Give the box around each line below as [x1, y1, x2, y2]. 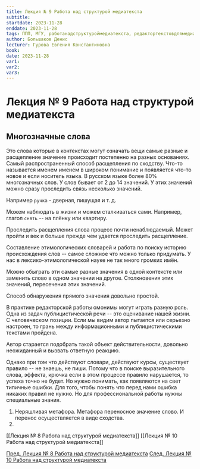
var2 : [6, 64, 20, 70]
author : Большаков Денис [6, 36, 68, 42]
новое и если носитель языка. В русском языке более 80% [6, 173, 158, 180]
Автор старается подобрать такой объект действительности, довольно [6, 340, 189, 348]
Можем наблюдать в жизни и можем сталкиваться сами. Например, [6, 208, 182, 215]
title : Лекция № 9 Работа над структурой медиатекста [6, 8, 143, 15]
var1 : [6, 58, 20, 64]
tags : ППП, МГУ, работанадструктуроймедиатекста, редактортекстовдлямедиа [6, 31, 196, 37]
